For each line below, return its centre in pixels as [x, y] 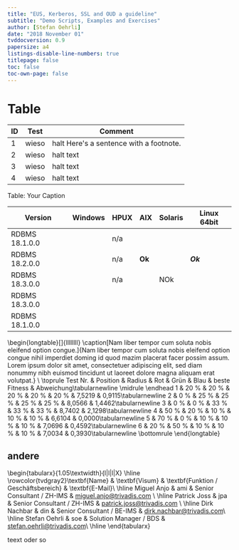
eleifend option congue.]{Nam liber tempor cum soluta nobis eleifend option [119, 351]
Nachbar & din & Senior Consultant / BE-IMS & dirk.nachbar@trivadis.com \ [117, 511]
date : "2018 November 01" [46, 34]
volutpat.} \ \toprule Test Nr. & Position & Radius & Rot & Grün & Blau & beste [119, 380]
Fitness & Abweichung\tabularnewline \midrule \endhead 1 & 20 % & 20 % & [119, 388]
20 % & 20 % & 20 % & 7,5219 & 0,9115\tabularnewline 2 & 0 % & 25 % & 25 [118, 395]
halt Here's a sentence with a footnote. [117, 143]
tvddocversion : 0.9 [36, 41]
